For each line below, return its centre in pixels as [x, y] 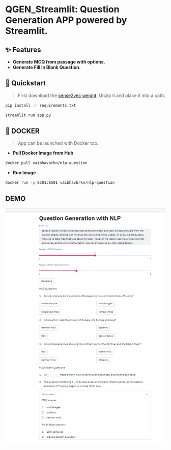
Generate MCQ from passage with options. [59, 62]
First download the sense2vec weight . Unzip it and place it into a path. [91, 95]
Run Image [24, 173]
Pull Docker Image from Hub [43, 153]
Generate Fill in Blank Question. [47, 67]
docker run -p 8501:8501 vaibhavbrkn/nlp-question [60, 183]
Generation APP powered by [66, 20]
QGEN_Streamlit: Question [62, 9]
